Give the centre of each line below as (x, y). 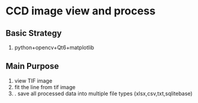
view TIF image (33, 81)
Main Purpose (32, 66)
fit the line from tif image (45, 87)
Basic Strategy (34, 33)
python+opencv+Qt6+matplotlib (54, 47)
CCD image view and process (81, 11)
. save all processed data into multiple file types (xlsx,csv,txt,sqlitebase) (104, 93)
